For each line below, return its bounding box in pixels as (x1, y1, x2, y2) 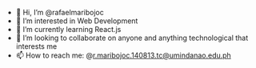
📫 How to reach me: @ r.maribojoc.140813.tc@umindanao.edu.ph (15, 50, 232, 60)
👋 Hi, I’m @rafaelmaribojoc (15, 8, 104, 17)
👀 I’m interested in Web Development (15, 16, 138, 26)
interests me (15, 42, 58, 51)
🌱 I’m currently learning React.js (15, 25, 122, 34)
